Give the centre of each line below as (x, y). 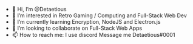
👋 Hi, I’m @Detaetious (39, 9)
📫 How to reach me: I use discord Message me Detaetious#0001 (93, 35)
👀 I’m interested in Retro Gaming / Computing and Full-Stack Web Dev (99, 15)
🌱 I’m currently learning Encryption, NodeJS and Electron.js (86, 22)
